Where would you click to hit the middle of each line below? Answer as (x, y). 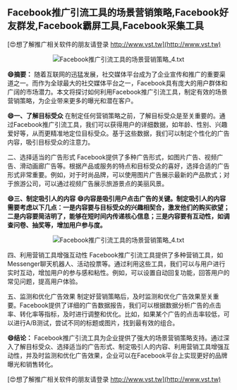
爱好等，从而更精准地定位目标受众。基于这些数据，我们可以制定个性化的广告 (119, 133)
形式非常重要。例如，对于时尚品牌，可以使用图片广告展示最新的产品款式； (115, 174)
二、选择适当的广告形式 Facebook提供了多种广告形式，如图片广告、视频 (112, 157)
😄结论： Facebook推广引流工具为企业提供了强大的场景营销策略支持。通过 (115, 338)
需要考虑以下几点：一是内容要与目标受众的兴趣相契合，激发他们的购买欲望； (119, 207)
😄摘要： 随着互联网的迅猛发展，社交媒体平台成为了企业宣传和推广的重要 (114, 74)
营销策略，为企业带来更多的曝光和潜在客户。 (72, 100)
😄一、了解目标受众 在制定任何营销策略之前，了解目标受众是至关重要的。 (114, 116)
